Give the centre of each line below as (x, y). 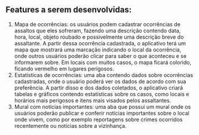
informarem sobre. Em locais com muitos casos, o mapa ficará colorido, (103, 62)
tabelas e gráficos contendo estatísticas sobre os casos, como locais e (102, 94)
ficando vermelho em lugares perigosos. (64, 69)
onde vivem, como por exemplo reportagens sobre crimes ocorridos (98, 119)
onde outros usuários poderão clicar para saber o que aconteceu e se (100, 56)
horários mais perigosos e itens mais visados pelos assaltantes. (93, 100)
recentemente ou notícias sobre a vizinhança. (70, 125)
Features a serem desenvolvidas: (69, 10)
